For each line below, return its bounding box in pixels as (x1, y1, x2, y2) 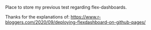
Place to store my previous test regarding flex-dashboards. (5, 4, 127, 10)
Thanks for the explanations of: (5, 14, 70, 19)
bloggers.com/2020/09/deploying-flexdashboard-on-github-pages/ (5, 19, 146, 25)
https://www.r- (70, 14, 101, 19)
